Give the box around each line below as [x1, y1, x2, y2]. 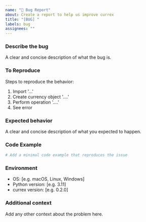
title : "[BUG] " [5, 17, 39, 22]
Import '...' [12, 88, 34, 94]
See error [12, 104, 33, 110]
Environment [5, 165, 38, 172]
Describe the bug [5, 43, 49, 50]
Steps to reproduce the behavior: [5, 78, 74, 84]
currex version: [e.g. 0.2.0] [12, 187, 68, 193]
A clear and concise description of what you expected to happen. [5, 128, 141, 135]
